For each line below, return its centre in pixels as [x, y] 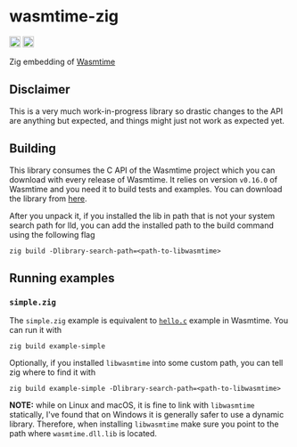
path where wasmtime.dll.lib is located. [83, 434]
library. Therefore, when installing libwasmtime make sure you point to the [144, 424]
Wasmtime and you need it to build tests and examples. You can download [146, 189]
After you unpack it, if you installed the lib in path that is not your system [142, 215]
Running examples [62, 278]
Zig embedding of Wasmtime [62, 61]
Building [33, 149]
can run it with [36, 330]
